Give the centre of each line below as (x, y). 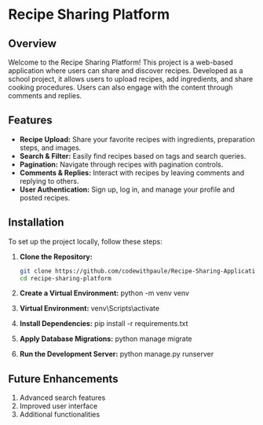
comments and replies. (45, 95)
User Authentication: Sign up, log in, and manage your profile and (127, 189)
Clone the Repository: (56, 256)
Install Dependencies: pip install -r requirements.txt (104, 324)
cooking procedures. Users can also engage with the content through (121, 87)
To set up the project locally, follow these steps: (86, 241)
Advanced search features (62, 398)
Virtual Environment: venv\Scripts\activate (89, 309)
